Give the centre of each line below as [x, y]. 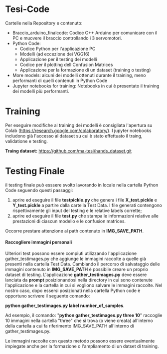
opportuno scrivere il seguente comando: [48, 296]
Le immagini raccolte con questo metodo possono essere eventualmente [80, 341]
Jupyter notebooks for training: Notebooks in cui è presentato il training [86, 85]
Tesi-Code [27, 9]
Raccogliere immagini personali [39, 242]
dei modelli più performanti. [41, 91]
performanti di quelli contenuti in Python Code [60, 80]
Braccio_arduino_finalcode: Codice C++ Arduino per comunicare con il [85, 32]
